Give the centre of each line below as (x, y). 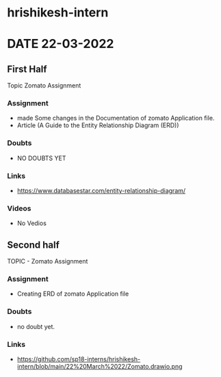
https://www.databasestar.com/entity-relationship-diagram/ (101, 191)
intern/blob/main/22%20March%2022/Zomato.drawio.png (100, 367)
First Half (27, 69)
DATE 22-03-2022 (61, 44)
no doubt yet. (36, 326)
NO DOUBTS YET (41, 158)
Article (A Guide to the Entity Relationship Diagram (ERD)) (98, 125)
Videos (19, 208)
